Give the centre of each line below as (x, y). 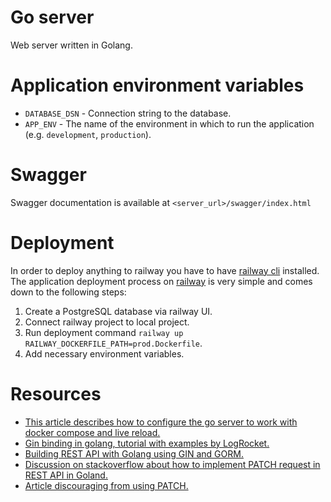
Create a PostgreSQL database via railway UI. (118, 311)
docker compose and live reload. (92, 432)
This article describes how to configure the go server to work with (161, 422)
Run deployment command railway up (104, 332)
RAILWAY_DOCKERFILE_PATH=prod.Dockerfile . (113, 343)
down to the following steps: (68, 292)
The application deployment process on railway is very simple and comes (161, 281)
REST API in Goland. (66, 475)
